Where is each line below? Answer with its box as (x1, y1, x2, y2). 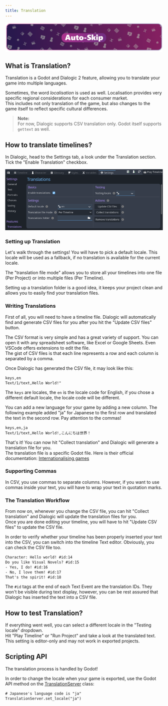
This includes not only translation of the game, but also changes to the (5, 101, 150, 107)
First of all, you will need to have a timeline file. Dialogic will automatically (5, 314, 156, 320)
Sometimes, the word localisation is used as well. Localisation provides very (5, 90, 162, 96)
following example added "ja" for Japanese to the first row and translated (5, 409, 156, 415)
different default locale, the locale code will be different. (5, 394, 120, 400)
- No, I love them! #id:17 (5, 570, 61, 575)
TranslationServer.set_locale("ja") (5, 696, 81, 701)
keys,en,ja (5, 425, 28, 430)
